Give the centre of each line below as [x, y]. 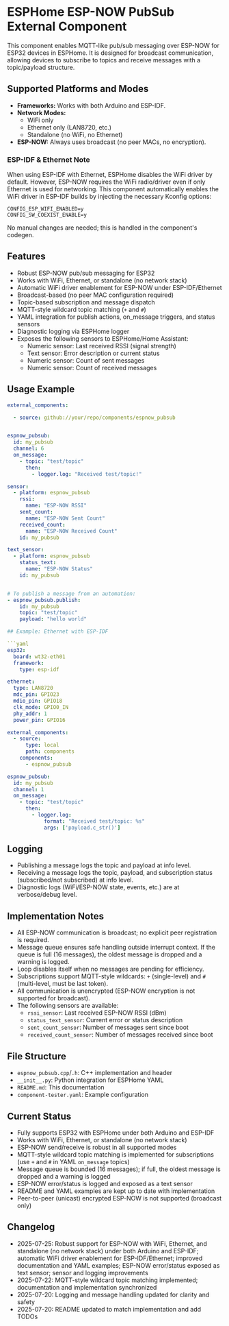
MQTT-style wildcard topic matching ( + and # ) [82, 309]
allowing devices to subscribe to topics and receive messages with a [104, 60]
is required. [33, 940]
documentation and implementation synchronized [87, 1287]
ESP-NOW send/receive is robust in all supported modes [97, 1147]
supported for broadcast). [53, 998]
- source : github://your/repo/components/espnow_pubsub [94, 418]
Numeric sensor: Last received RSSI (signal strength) [102, 346]
